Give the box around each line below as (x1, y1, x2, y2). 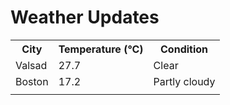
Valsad (15, 58, 48, 72)
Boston (15, 74, 49, 88)
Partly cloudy (153, 74, 216, 88)
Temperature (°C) (58, 42, 144, 56)
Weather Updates (10, 6, 160, 29)
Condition (160, 42, 209, 56)
